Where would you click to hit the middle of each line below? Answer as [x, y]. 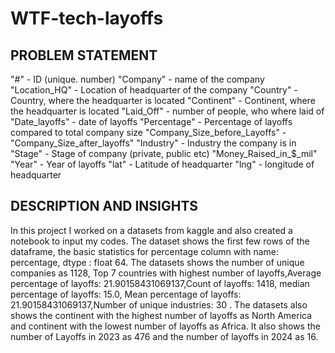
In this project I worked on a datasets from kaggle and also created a [151, 230]
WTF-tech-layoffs [87, 18]
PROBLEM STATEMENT [84, 55]
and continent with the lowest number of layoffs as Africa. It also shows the [165, 326]
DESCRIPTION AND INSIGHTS [104, 206]
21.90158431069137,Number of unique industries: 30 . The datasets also [159, 304]
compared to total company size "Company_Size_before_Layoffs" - [148, 132]
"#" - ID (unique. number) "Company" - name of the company [137, 79]
